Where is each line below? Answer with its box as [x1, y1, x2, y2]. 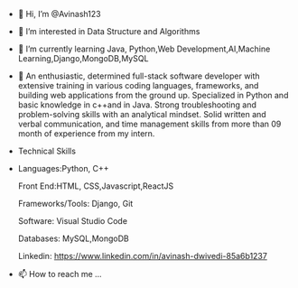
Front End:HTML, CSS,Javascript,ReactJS [17, 181, 174, 191]
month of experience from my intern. [17, 128, 155, 139]
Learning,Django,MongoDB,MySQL [17, 53, 149, 63]
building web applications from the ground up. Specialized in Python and [17, 90, 289, 100]
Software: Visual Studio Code [17, 216, 128, 226]
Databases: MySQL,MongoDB [17, 233, 129, 244]
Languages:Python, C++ [17, 163, 110, 173]
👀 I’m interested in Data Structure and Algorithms [17, 26, 200, 36]
